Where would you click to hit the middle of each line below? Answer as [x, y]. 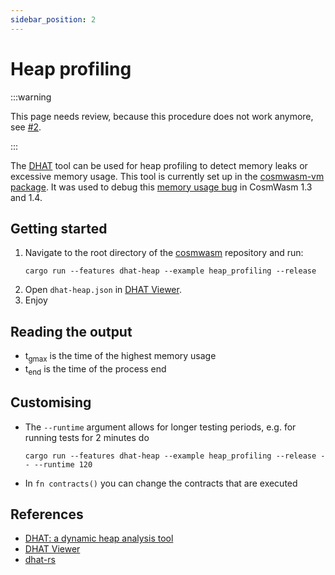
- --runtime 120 [58, 464]
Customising [51, 402]
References [47, 514]
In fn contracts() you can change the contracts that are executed [161, 483]
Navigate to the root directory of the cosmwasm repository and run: [164, 253]
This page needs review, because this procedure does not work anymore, [162, 116]
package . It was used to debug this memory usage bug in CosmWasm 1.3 [161, 187]
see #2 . [26, 127]
